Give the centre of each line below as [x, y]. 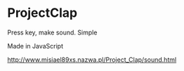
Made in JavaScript [35, 46]
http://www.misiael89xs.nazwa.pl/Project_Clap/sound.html [92, 59]
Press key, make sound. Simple [52, 32]
